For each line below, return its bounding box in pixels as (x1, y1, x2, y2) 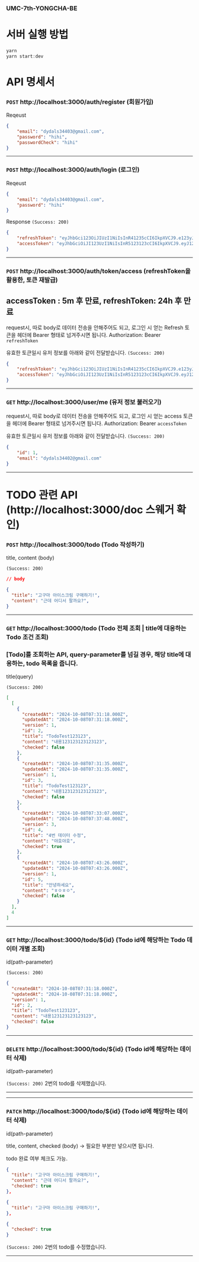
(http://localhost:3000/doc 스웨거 (6, 503, 175, 516)
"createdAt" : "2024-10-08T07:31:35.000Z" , (21, 761, 129, 767)
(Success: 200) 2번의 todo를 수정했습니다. (6, 1244, 107, 1251)
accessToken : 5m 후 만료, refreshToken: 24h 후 (6, 296, 182, 306)
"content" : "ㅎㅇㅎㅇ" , (21, 887, 76, 894)
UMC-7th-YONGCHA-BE (6, 4, 78, 12)
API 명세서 (6, 75, 55, 88)
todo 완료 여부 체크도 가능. (6, 1155, 68, 1162)
